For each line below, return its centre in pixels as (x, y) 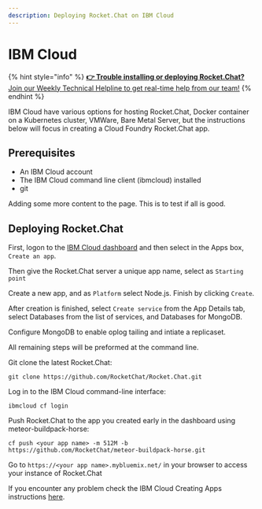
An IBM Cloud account (56, 172)
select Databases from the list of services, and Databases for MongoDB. (125, 317)
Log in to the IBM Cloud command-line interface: (87, 392)
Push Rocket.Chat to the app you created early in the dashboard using (122, 421)
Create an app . (32, 256)
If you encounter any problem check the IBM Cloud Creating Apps (115, 489)
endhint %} (26, 96)
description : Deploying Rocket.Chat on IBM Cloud (91, 15)
